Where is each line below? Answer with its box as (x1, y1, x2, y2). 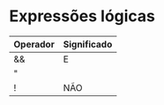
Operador (13, 38, 55, 50)
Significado (63, 38, 113, 50)
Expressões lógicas (9, 6, 156, 26)
